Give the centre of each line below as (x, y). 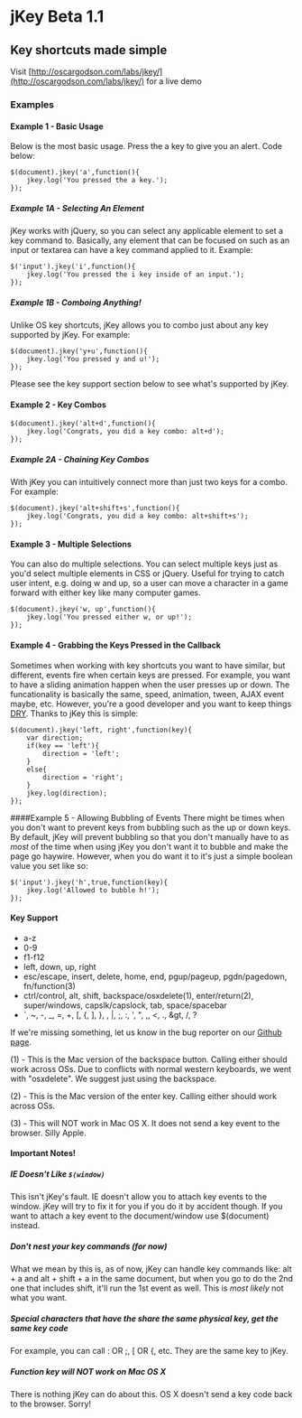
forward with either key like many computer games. (105, 592)
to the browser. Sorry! (51, 1404)
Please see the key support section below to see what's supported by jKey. (150, 384)
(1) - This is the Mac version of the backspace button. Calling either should (149, 1059)
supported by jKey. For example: (70, 335)
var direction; (55, 738)
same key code (39, 1328)
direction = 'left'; (81, 753)
